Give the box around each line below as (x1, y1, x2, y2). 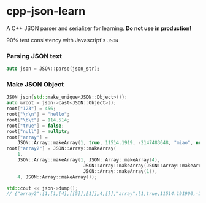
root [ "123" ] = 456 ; (6, 105, 56, 112)
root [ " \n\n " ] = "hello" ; (6, 112, 70, 118)
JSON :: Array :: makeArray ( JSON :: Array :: (83, 163, 183, 169)
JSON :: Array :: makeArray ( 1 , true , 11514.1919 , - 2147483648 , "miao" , (17, 140, 194, 146)
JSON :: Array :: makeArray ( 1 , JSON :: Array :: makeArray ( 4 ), (17, 157, 161, 163)
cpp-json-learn (6, 4, 86, 18)
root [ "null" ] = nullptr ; (6, 128, 70, 134)
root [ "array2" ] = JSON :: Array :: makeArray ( (6, 145, 116, 151)
